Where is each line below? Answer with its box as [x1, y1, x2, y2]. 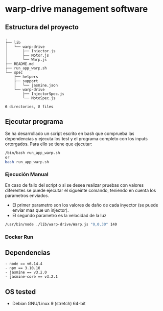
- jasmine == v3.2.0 [5, 270, 47, 275]
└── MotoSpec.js [23, 96, 56, 101]
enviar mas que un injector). [12, 207, 69, 213]
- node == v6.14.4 [5, 262, 43, 267]
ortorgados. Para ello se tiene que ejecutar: [5, 141, 93, 147]
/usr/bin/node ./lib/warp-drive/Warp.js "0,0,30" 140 [5, 222, 117, 227]
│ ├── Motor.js [5, 53, 49, 58]
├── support [14, 79, 38, 84]
